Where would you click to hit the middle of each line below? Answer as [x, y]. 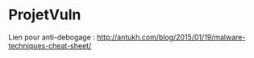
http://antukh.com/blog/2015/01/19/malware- [171, 37]
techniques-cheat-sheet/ [50, 45]
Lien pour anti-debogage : [52, 37]
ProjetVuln [45, 15]
